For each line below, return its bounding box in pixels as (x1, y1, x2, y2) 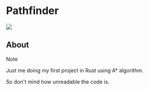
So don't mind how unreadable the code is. (6, 78, 110, 85)
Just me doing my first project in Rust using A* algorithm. (6, 67, 144, 74)
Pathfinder (6, 4, 59, 18)
